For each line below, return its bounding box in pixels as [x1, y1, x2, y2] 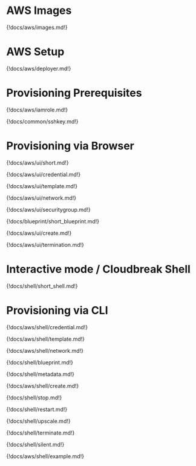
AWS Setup [6, 45, 65, 59]
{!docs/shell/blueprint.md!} [6, 358, 74, 366]
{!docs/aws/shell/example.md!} [6, 452, 85, 460]
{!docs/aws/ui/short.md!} [6, 159, 69, 166]
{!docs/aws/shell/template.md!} [6, 335, 85, 343]
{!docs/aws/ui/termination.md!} [6, 241, 85, 248]
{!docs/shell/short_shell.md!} [6, 282, 79, 289]
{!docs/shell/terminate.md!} [6, 429, 75, 436]
